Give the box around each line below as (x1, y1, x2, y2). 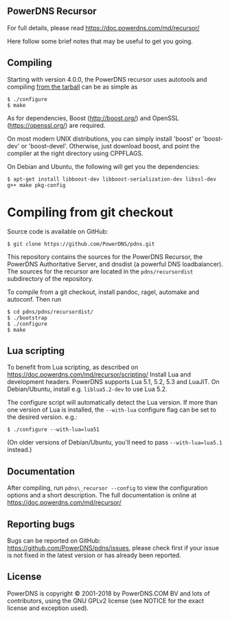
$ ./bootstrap (7, 314, 48, 322)
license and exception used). (7, 604, 89, 612)
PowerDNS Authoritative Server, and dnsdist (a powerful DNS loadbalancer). (7, 260, 223, 268)
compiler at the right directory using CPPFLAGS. (7, 149, 143, 157)
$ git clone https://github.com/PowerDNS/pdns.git (7, 240, 155, 247)
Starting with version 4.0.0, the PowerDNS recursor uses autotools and (7, 75, 207, 83)
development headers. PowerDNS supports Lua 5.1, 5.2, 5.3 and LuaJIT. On (7, 378, 220, 386)
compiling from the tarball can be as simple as (7, 82, 138, 91)
